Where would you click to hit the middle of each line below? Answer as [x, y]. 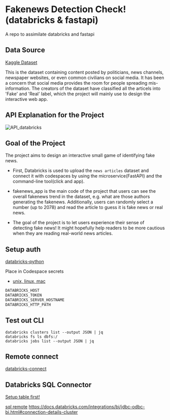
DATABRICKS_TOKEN [24, 295]
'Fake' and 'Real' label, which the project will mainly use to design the [78, 94]
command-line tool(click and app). [48, 182]
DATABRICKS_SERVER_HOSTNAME [35, 300]
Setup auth [23, 249]
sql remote [16, 407]
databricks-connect [26, 369]
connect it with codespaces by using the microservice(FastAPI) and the [87, 176]
